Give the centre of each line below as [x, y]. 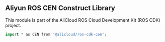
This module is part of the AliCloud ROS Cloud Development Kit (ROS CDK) [83, 20]
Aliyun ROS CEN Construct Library [60, 8]
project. [13, 25]
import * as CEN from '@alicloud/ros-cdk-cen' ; [56, 34]
